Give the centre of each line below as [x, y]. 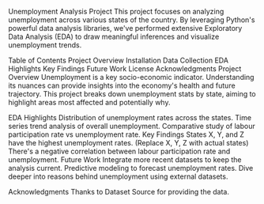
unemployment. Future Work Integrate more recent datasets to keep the [125, 160]
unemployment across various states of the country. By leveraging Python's [132, 20]
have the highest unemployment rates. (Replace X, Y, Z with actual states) [128, 143]
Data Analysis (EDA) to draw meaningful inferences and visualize [114, 36]
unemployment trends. [45, 45]
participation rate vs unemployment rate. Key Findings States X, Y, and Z [126, 134]
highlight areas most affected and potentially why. [89, 102]
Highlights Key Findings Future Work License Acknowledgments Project [125, 69]
